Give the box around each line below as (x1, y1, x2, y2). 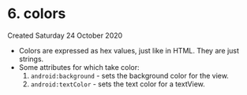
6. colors (7, 5, 66, 23)
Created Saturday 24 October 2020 (7, 31, 123, 40)
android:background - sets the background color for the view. (30, 71, 230, 80)
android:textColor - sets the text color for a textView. (30, 79, 206, 89)
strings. (18, 54, 44, 64)
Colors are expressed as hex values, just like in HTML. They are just (18, 46, 240, 55)
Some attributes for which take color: (18, 62, 140, 71)
